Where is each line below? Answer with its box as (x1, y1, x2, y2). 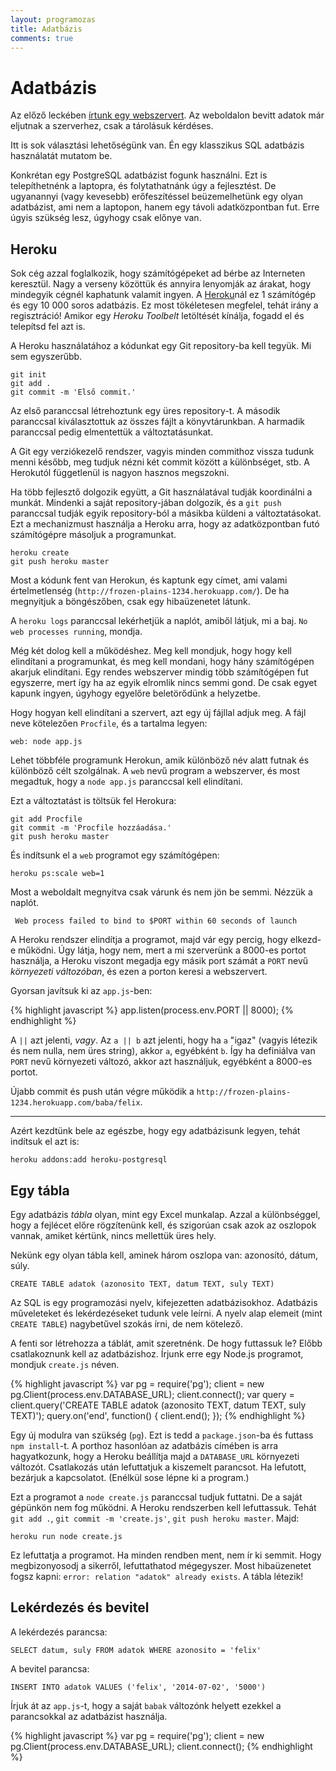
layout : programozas (10, 14, 97, 25)
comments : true (10, 33, 74, 43)
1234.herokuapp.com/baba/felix (10, 1098, 141, 1108)
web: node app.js (10, 737, 83, 747)
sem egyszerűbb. (10, 351, 83, 363)
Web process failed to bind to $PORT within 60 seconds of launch (14, 916, 298, 926)
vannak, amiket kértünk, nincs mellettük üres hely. (10, 1229, 217, 1241)
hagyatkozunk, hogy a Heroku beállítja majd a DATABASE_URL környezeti (10, 1450, 300, 1462)
